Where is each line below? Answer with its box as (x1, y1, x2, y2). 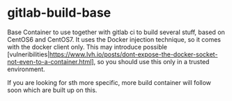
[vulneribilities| (7, 50, 50, 59)
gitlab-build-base (7, 5, 111, 21)
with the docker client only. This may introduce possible (7, 42, 168, 51)
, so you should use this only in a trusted (93, 57, 210, 65)
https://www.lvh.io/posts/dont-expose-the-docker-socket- (49, 50, 218, 59)
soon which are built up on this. (7, 86, 98, 94)
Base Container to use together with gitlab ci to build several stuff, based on (7, 28, 225, 36)
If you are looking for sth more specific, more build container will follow (7, 78, 211, 86)
